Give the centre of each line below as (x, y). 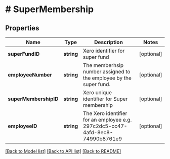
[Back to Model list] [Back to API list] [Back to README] (63, 151)
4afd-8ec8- (98, 132)
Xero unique (97, 92)
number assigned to (107, 72)
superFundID (24, 54)
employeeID (23, 126)
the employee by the (107, 78)
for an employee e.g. (107, 120)
